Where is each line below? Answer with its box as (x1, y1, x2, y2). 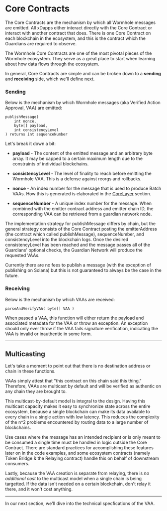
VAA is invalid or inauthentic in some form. (5, 331, 92, 337)
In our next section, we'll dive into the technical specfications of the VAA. (5, 501, 155, 507)
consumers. (5, 461, 30, 467)
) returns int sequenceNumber (5, 132, 68, 137)
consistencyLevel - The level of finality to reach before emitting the (12, 170, 152, 177)
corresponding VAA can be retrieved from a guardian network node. (12, 211, 152, 217)
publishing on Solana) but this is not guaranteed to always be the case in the (5, 267, 162, 273)
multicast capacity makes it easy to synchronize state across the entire (5, 403, 151, 409)
